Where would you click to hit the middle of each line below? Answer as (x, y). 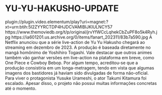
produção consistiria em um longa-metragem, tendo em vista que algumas (80, 68)
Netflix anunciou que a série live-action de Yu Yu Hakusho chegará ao (75, 42)
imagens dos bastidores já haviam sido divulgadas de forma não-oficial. (77, 73)
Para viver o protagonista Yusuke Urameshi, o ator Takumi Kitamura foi (76, 78)
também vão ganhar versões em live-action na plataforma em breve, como (80, 57)
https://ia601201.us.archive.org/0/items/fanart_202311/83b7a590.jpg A (82, 37)
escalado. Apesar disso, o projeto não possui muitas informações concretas (81, 83)
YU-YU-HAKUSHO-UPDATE (62, 8)
